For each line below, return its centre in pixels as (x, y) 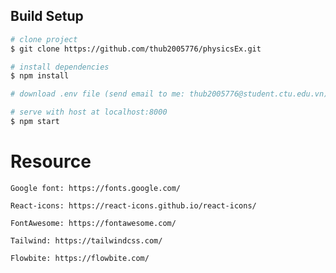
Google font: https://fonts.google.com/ (96, 188)
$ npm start (35, 122)
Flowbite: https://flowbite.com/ (80, 258)
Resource (51, 161)
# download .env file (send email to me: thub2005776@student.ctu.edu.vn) (169, 94)
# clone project (44, 39)
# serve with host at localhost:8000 (89, 112)
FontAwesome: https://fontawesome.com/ (93, 223)
